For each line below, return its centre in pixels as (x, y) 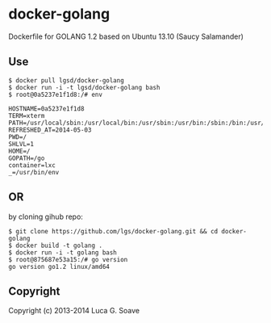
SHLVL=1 (21, 144)
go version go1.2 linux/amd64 (59, 266)
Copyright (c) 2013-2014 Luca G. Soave (74, 311)
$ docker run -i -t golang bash (63, 252)
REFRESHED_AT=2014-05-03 (50, 130)
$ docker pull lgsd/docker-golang (67, 80)
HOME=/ (19, 151)
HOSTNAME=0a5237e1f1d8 (46, 109)
